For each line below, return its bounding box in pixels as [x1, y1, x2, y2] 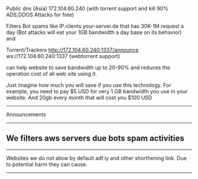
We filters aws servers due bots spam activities [6, 133, 184, 143]
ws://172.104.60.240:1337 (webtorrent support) [6, 53, 120, 59]
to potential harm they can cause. [6, 161, 88, 168]
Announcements [6, 111, 46, 118]
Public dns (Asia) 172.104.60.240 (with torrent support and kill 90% [6, 5, 169, 12]
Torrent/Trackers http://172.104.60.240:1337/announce [6, 46, 139, 53]
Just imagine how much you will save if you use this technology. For [6, 82, 171, 89]
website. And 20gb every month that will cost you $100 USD [6, 94, 152, 101]
